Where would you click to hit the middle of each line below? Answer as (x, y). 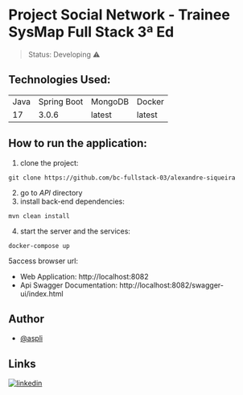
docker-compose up (39, 246)
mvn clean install (39, 216)
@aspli (31, 338)
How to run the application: (78, 143)
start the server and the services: (75, 231)
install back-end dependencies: (72, 201)
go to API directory (51, 192)
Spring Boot (61, 101)
